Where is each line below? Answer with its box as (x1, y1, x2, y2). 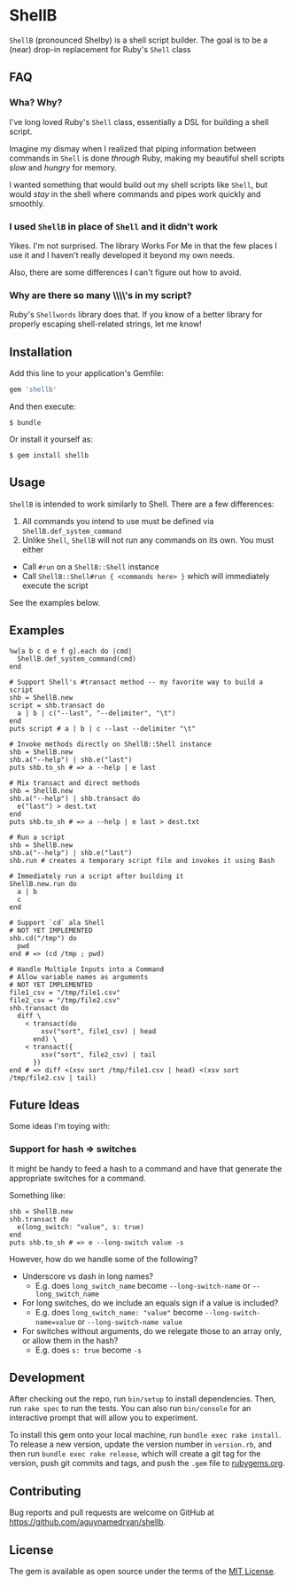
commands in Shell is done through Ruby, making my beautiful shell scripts (9, 153, 285, 163)
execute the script (21, 580, 89, 591)
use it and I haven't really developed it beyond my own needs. (9, 249, 236, 260)
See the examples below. (9, 597, 100, 608)
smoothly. (9, 198, 46, 208)
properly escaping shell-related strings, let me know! (9, 318, 202, 329)
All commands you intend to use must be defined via (21, 515, 214, 526)
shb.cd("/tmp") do (9, 933, 77, 943)
